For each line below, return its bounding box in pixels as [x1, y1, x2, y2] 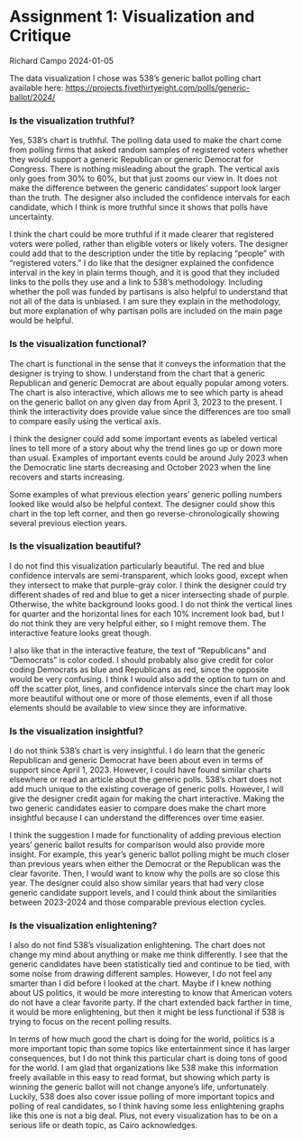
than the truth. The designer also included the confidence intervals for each [9, 192, 290, 204]
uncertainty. [9, 212, 54, 223]
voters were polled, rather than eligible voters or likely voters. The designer [9, 239, 288, 250]
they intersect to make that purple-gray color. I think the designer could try [9, 579, 287, 590]
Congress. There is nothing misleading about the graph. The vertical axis [9, 164, 280, 175]
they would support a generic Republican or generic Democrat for [9, 154, 254, 165]
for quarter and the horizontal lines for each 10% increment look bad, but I [9, 608, 285, 619]
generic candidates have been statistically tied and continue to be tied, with [9, 959, 290, 970]
